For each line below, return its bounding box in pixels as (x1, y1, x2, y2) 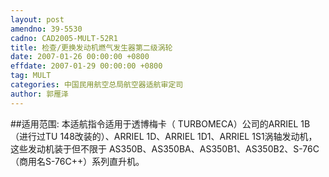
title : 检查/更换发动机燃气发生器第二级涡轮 (10, 42, 173, 53)
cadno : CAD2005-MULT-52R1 (10, 33, 118, 43)
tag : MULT (10, 71, 52, 81)
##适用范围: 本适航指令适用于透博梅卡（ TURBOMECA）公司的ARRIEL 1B (10, 117, 311, 130)
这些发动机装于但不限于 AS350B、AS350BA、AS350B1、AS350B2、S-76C (10, 142, 320, 155)
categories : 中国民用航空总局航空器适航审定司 (10, 80, 184, 90)
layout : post (10, 14, 65, 25)
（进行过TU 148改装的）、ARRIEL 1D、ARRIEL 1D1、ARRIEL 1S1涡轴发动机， (10, 130, 318, 142)
